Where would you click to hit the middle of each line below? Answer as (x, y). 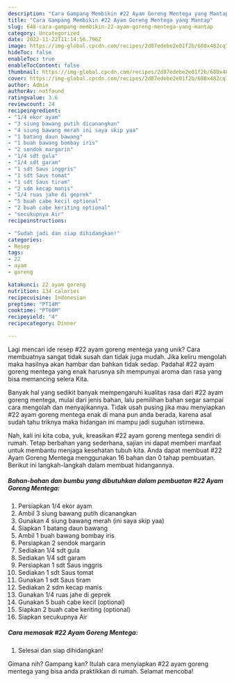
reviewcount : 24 (31, 104)
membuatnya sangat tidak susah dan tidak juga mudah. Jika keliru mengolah (117, 356)
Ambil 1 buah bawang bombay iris (66, 535)
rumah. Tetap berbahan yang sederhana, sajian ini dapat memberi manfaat (115, 443)
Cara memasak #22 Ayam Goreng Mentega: (73, 633)
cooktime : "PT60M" (34, 310)
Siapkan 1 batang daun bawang (63, 528)
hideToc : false (30, 53)
